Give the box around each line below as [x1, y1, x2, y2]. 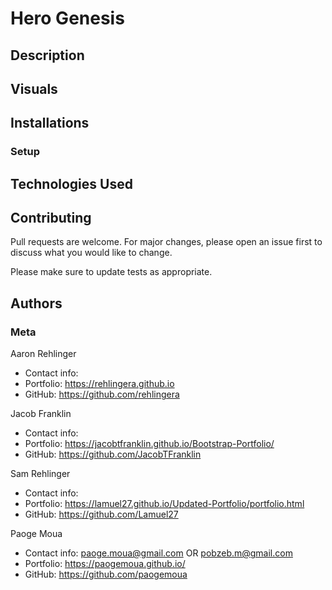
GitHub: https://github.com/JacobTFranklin [24, 448, 202, 461]
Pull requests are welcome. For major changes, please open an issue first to [10, 236, 323, 248]
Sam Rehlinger [10, 468, 71, 480]
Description [10, 47, 85, 64]
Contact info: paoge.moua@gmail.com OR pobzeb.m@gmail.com [24, 547, 293, 559]
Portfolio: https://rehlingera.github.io [24, 378, 175, 390]
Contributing [10, 210, 92, 227]
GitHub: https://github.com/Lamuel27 [24, 508, 179, 521]
